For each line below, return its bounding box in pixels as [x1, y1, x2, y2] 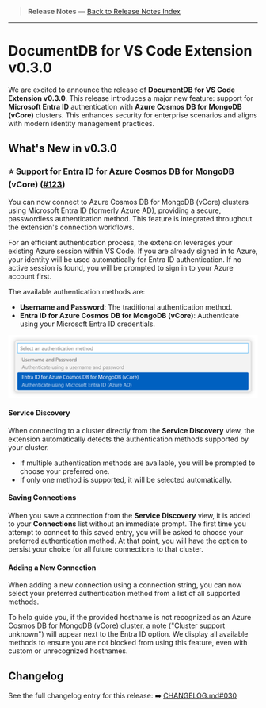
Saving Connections [8, 493, 77, 502]
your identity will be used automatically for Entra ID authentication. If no [8, 254, 241, 264]
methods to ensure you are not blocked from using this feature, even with [8, 638, 248, 648]
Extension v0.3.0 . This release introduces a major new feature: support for [8, 93, 253, 102]
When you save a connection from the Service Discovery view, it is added [8, 511, 251, 521]
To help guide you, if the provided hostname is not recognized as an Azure [8, 613, 252, 622]
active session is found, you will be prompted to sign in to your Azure [8, 263, 234, 272]
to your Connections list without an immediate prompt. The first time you [8, 519, 247, 529]
